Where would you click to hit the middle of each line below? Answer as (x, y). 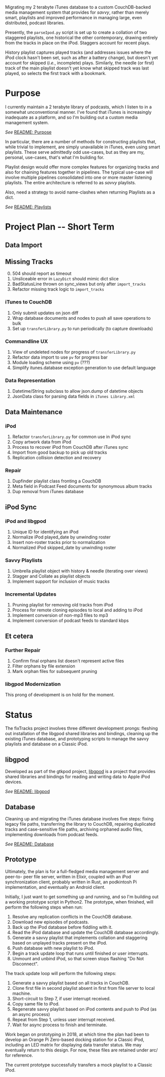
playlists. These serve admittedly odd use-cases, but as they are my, (75, 152)
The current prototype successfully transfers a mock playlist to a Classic (79, 1065)
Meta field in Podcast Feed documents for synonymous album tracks (82, 486)
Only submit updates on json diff (45, 313)
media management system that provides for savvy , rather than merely (77, 12)
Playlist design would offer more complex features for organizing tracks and (82, 167)
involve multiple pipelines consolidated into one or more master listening (79, 177)
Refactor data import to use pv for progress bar (60, 357)
